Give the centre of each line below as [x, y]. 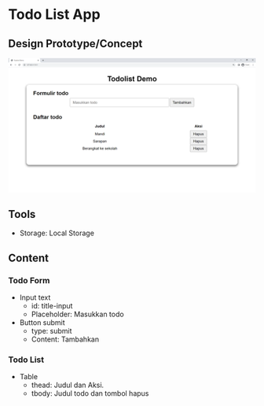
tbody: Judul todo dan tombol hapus [90, 393]
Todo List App [54, 15]
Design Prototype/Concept [75, 44]
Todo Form [29, 280]
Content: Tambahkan [65, 339]
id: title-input [52, 306]
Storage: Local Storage [57, 233]
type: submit [51, 331]
